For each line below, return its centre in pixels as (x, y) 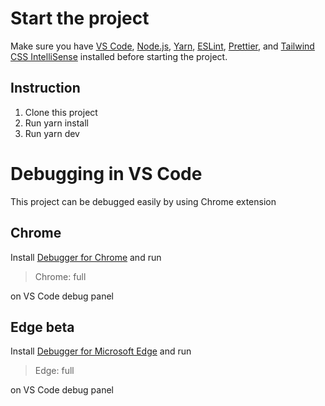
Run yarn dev (52, 133)
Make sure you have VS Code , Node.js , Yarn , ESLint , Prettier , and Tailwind (162, 46)
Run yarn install (56, 123)
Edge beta (42, 327)
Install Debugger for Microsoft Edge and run (101, 351)
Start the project (80, 18)
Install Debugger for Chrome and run (86, 257)
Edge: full (54, 371)
